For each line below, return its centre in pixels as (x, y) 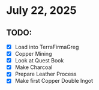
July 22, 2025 (41, 10)
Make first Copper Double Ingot (54, 81)
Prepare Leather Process (46, 74)
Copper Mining (33, 54)
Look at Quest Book (39, 61)
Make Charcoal (34, 67)
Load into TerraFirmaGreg (47, 47)
